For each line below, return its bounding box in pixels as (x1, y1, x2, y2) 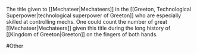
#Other (6, 42, 24, 49)
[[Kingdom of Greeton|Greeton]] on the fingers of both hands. (6, 31, 158, 38)
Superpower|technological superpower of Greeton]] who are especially (6, 12, 182, 19)
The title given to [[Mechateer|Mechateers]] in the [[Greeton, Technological (6, 6, 192, 12)
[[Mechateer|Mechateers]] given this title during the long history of (6, 24, 171, 31)
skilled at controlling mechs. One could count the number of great (6, 18, 168, 25)
